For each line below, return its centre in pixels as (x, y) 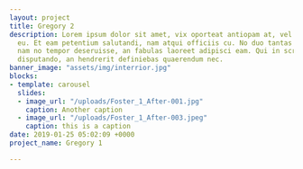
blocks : (24, 76)
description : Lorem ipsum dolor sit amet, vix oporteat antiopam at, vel (151, 34)
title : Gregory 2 (42, 26)
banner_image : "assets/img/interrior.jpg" (90, 68)
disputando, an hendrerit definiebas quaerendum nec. (120, 59)
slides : (32, 93)
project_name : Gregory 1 (56, 143)
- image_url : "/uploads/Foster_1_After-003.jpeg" (112, 118)
